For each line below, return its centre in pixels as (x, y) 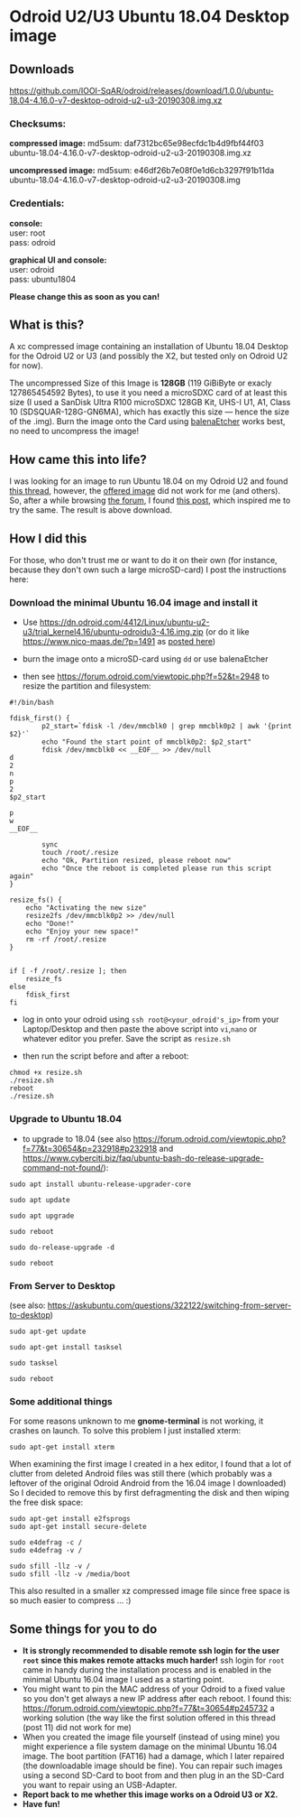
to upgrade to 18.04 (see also (77, 1138)
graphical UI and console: (58, 260)
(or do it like (228, 632)
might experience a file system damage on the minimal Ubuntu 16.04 (150, 1747)
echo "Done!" (50, 924)
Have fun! (41, 1804)
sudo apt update (40, 1200)
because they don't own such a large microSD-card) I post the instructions (148, 570)
